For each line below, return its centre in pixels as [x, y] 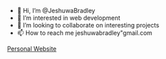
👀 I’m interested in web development [69, 18]
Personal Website [32, 49]
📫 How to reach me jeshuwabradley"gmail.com [85, 33]
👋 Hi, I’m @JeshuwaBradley [56, 11]
